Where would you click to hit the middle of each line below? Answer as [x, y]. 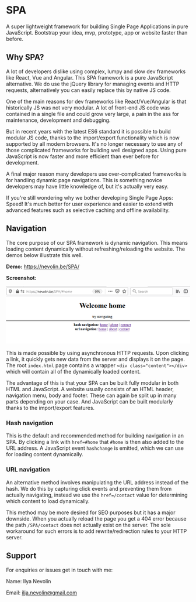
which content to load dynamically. [48, 501]
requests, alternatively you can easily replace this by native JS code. [88, 90]
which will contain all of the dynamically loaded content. [73, 372]
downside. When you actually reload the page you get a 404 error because [96, 518]
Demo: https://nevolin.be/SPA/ [43, 266]
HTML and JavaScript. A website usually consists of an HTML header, [90, 389]
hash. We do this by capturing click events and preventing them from [89, 488]
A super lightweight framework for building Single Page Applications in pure [97, 26]
